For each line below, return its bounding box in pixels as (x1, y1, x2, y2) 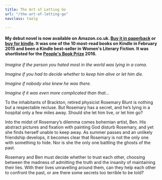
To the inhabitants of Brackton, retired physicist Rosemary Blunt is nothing (5, 99, 153, 105)
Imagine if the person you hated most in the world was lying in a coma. (5, 62, 147, 67)
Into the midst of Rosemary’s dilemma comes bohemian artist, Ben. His (5, 119, 146, 125)
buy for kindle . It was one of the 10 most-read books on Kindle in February (5, 40, 158, 46)
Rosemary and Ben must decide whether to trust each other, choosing (5, 154, 146, 160)
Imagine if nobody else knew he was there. (5, 81, 91, 86)
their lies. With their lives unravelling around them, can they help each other (5, 164, 156, 170)
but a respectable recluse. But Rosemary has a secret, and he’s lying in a (5, 104, 150, 110)
